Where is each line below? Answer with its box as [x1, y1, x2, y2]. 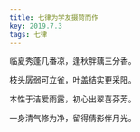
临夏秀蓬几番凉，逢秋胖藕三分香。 [9, 56, 136, 66]
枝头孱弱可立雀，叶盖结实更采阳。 [9, 75, 136, 85]
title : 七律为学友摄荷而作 [9, 13, 99, 22]
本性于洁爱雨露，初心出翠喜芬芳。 [9, 93, 136, 104]
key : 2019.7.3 [9, 22, 63, 31]
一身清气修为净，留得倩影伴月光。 [9, 113, 136, 124]
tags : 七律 [9, 30, 48, 39]
